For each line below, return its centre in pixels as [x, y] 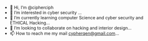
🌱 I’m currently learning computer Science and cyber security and [76, 18]
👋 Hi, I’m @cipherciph [32, 7]
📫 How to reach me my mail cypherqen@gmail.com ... [64, 33]
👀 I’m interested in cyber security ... [46, 13]
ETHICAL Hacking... [30, 23]
